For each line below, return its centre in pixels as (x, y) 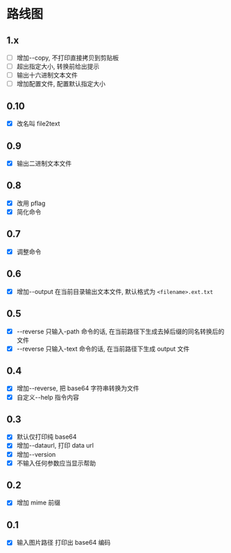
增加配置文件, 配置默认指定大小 (61, 84)
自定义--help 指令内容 (48, 397)
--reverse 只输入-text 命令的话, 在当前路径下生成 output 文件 (103, 349)
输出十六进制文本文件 (47, 75)
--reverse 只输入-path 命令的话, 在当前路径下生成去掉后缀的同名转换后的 (120, 331)
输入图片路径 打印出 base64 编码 (63, 543)
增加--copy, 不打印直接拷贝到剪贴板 (68, 58)
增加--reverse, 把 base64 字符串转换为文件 (78, 388)
